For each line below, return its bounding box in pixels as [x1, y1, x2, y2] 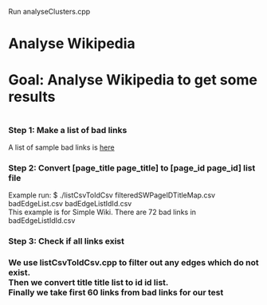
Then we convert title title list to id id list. [8, 277, 169, 288]
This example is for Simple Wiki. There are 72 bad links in [8, 207, 197, 217]
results [8, 88, 56, 106]
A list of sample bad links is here [8, 143, 115, 152]
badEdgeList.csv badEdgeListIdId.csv [8, 199, 132, 209]
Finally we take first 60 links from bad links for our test [8, 287, 224, 298]
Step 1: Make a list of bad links [8, 124, 128, 135]
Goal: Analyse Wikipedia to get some [8, 71, 257, 89]
